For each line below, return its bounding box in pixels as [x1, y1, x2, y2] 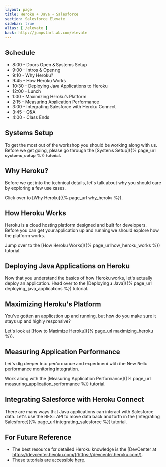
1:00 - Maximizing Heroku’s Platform [12, 93, 87, 99]
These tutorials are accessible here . [12, 457, 86, 463]
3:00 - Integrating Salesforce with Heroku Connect [12, 104, 116, 109]
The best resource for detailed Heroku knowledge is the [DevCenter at [12, 446, 157, 452]
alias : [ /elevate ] [5, 26, 48, 31]
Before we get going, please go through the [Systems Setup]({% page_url [5, 147, 156, 153]
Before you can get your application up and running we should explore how [5, 227, 159, 233]
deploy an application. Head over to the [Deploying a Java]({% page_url [5, 280, 152, 286]
